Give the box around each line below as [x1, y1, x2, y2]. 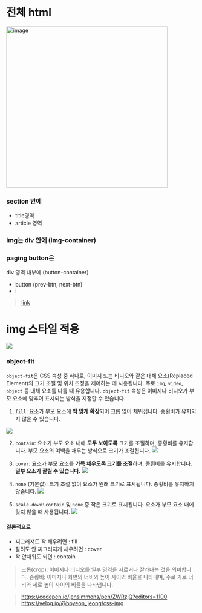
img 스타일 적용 [6, 322, 80, 336]
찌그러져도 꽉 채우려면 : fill [15, 537, 77, 545]
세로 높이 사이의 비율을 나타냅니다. [32, 581, 114, 588]
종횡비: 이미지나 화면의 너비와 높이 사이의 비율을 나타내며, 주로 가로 [29, 573, 187, 580]
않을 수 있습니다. [21, 415, 60, 422]
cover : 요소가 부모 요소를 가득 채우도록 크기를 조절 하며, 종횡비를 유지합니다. [15, 460, 192, 467]
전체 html [6, 5, 51, 19]
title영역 [15, 212, 34, 219]
